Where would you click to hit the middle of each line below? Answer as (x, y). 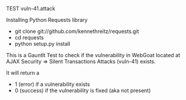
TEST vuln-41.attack (31, 9)
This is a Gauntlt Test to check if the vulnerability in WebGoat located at (93, 55)
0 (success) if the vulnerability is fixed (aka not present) (83, 90)
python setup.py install (43, 44)
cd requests (29, 37)
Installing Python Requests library (47, 20)
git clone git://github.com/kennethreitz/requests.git (77, 31)
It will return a (23, 73)
